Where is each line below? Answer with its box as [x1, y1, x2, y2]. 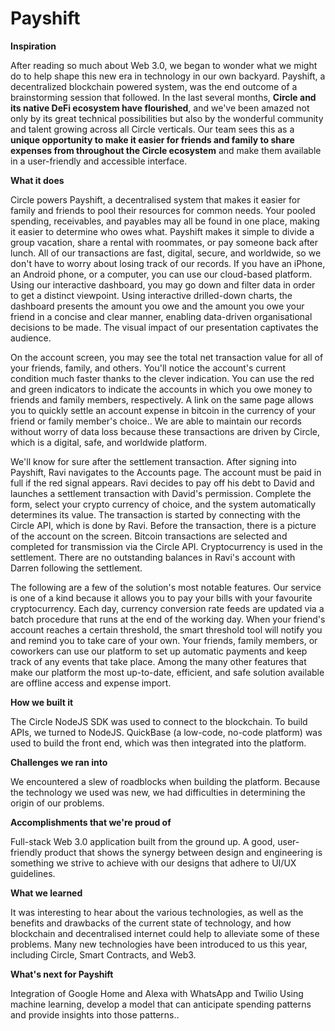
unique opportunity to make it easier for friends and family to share [10, 133, 295, 146]
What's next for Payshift [10, 968, 114, 980]
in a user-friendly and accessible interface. [10, 155, 188, 167]
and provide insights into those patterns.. [10, 1008, 180, 1021]
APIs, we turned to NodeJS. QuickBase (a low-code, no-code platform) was [10, 726, 323, 738]
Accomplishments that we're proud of [10, 816, 172, 828]
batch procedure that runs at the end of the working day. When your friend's [10, 613, 326, 625]
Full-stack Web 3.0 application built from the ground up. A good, [10, 835, 276, 847]
